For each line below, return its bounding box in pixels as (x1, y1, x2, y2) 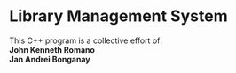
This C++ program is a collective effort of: (9, 35, 162, 46)
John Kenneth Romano (9, 44, 96, 55)
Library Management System (9, 6, 228, 26)
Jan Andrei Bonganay (9, 54, 90, 64)
